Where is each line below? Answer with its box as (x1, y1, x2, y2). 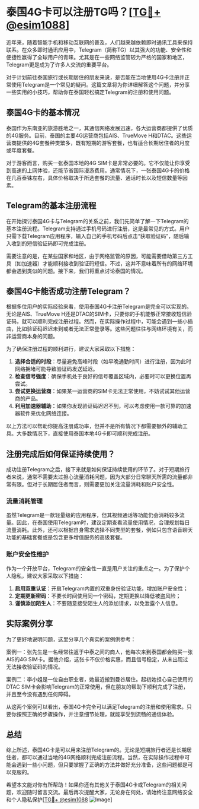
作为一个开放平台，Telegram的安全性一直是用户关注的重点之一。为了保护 (6, 564, 185, 572)
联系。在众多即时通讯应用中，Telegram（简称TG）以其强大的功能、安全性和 (6, 46, 192, 53)
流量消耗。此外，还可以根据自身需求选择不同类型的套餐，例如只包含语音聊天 (6, 526, 193, 534)
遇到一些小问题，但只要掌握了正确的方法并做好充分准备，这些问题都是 (16, 761, 188, 769)
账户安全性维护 (6, 550, 49, 559)
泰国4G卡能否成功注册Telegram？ (6, 286, 131, 296)
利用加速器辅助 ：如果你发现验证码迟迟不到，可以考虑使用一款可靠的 (14, 402, 181, 410)
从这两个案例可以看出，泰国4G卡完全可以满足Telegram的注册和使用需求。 (6, 703, 187, 710)
